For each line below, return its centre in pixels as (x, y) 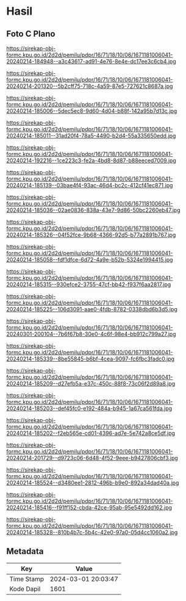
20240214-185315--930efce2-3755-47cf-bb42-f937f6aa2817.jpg (89, 284)
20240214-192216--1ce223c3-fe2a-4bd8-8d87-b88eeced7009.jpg (91, 160)
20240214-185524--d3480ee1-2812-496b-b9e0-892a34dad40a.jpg (93, 483)
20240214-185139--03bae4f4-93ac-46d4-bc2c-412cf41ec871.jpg (90, 185)
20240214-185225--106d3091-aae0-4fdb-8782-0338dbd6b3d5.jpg (92, 309)
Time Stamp (27, 579)
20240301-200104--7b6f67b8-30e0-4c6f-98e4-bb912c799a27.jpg (91, 334)
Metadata (25, 551)
